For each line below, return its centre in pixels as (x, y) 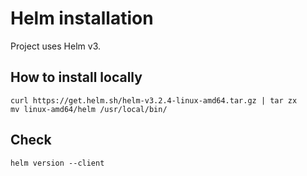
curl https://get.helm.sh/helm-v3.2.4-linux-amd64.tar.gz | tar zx (154, 100)
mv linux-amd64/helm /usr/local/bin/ (89, 109)
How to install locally (76, 77)
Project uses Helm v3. (55, 46)
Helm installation (82, 18)
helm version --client (57, 163)
